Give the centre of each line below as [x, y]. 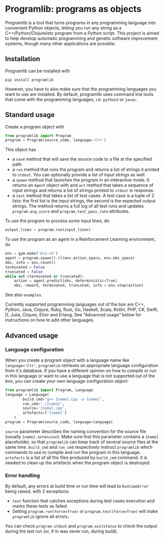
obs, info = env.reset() [30, 262]
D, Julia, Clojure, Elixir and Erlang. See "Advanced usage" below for [73, 315]
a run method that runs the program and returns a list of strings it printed [86, 170]
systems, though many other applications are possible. [60, 43]
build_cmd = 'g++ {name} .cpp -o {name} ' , [64, 399]
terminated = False [25, 267]
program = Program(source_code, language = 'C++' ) [56, 140]
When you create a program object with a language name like [67, 360]
